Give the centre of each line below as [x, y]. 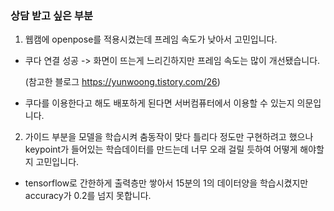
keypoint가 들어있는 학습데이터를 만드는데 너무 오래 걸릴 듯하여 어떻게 [161, 149]
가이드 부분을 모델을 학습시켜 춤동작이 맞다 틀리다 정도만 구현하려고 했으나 [169, 137]
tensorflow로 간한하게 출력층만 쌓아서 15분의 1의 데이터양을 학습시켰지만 [166, 183]
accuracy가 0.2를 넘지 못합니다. [88, 196]
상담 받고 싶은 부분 [52, 15]
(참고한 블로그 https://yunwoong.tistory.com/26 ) [122, 82]
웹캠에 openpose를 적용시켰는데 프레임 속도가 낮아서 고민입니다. [151, 39]
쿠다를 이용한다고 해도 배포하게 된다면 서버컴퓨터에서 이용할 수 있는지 [159, 103]
